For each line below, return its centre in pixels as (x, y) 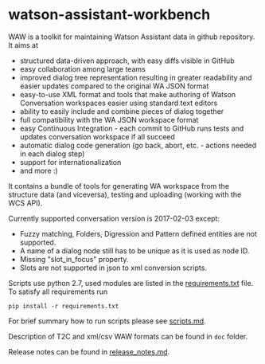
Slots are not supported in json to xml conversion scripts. (113, 268)
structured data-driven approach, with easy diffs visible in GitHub (127, 61)
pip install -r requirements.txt (64, 306)
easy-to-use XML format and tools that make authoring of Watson (128, 94)
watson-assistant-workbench (109, 15)
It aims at (23, 45)
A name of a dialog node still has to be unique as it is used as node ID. (134, 250)
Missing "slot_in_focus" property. (74, 259)
